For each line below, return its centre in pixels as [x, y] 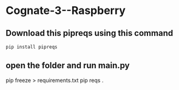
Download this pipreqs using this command [89, 33]
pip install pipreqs [32, 47]
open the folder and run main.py [68, 65]
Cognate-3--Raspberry [66, 11]
